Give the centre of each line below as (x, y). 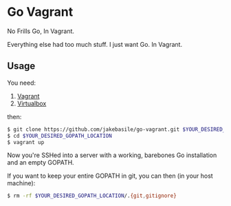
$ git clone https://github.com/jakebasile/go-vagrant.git (93, 129)
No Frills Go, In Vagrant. (41, 31)
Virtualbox (32, 103)
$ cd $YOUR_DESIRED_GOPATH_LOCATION (59, 136)
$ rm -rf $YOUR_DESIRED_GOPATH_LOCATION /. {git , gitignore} (92, 196)
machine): (21, 183)
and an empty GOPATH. (41, 163)
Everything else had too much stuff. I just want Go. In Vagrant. (95, 44)
